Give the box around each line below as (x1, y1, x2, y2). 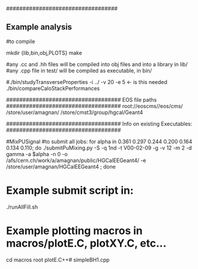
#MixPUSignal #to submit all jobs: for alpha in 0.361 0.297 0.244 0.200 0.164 (6, 138, 193, 145)
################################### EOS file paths (6, 96, 157, 103)
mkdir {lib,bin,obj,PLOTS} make (6, 49, 83, 56)
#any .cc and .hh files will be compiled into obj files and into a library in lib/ (6, 60, 188, 67)
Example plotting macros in (6, 224, 143, 237)
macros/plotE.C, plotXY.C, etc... (6, 236, 167, 250)
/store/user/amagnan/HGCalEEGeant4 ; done (6, 163, 116, 170)
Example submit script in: (6, 184, 134, 197)
